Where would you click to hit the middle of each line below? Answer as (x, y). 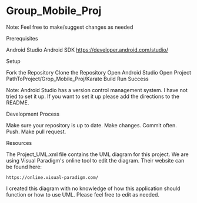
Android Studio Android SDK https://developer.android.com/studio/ (87, 50)
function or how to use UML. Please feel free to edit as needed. (83, 194)
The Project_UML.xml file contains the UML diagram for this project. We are (98, 154)
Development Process (33, 114)
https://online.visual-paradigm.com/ (52, 177)
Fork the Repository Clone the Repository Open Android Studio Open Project (98, 72)
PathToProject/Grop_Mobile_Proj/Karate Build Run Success (77, 79)
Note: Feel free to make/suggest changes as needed (70, 27)
